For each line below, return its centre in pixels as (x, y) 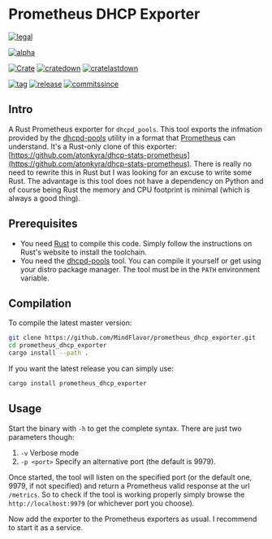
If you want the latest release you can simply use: (91, 368)
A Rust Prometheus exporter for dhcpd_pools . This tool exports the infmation (135, 129)
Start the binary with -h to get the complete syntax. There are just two (125, 428)
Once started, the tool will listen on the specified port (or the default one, (130, 477)
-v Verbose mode (50, 453)
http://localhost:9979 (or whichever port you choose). (101, 503)
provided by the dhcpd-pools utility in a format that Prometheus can (122, 137)
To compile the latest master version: (70, 323)
